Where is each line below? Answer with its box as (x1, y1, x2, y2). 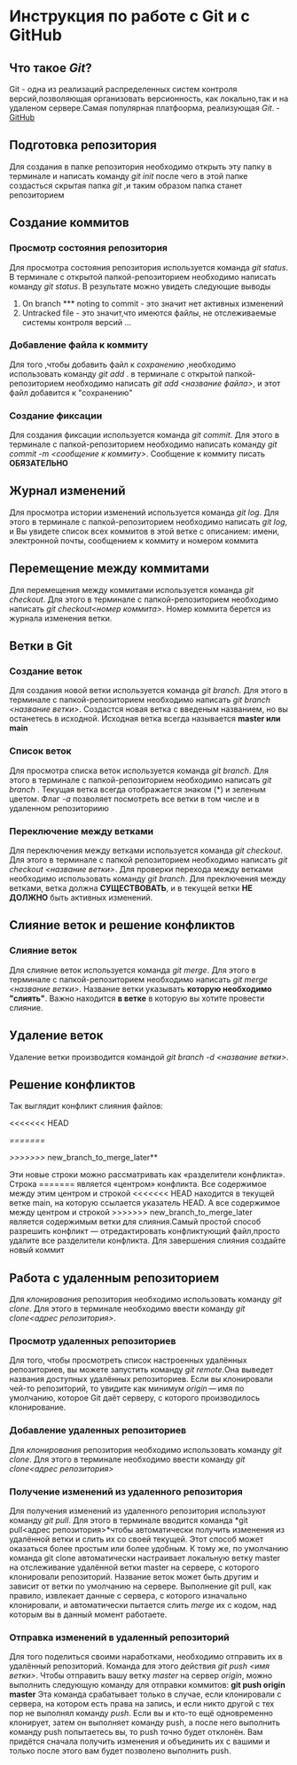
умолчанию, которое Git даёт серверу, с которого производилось (9, 1393, 260, 1403)
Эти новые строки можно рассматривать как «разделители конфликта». (9, 1169, 285, 1180)
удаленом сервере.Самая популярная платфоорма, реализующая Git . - (9, 103, 281, 113)
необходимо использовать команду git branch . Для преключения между (9, 873, 286, 884)
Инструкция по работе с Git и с (9, 6, 251, 27)
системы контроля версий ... (21, 316, 132, 327)
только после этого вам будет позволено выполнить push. (9, 1745, 231, 1756)
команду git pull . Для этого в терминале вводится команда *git (9, 1515, 248, 1526)
